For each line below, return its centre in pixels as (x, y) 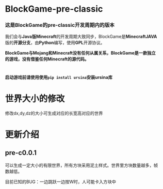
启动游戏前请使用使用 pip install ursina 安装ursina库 (59, 77)
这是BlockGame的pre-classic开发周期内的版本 (60, 25)
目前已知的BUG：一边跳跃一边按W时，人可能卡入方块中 (61, 182)
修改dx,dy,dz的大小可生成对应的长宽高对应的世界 (54, 113)
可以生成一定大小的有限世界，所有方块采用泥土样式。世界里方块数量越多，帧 (81, 165)
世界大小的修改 (35, 99)
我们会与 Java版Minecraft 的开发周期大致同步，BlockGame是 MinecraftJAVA (81, 37)
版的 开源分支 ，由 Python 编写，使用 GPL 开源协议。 (55, 43)
